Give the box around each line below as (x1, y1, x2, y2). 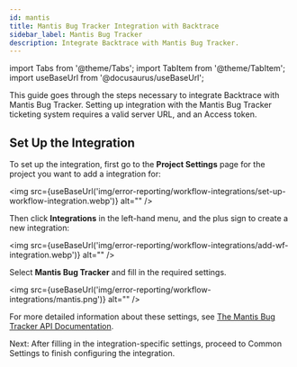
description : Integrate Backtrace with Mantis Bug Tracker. (9, 38, 240, 48)
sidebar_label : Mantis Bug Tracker (9, 30, 143, 39)
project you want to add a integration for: (9, 168, 161, 180)
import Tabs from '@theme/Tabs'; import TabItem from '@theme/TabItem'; (9, 63, 286, 74)
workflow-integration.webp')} (9, 195, 119, 207)
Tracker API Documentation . (9, 321, 114, 332)
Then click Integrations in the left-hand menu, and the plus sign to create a (9, 213, 289, 224)
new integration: (9, 222, 70, 234)
